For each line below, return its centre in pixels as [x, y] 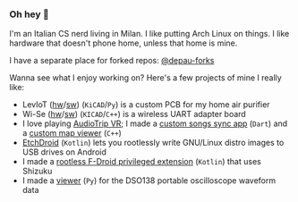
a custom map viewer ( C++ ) [72, 133]
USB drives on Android [64, 152]
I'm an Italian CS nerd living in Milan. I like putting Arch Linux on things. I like [149, 34]
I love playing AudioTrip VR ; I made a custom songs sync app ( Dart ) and [155, 123]
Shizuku [37, 171]
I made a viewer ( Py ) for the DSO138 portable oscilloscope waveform [149, 181]
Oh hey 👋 [29, 14]
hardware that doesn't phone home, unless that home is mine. [123, 43]
